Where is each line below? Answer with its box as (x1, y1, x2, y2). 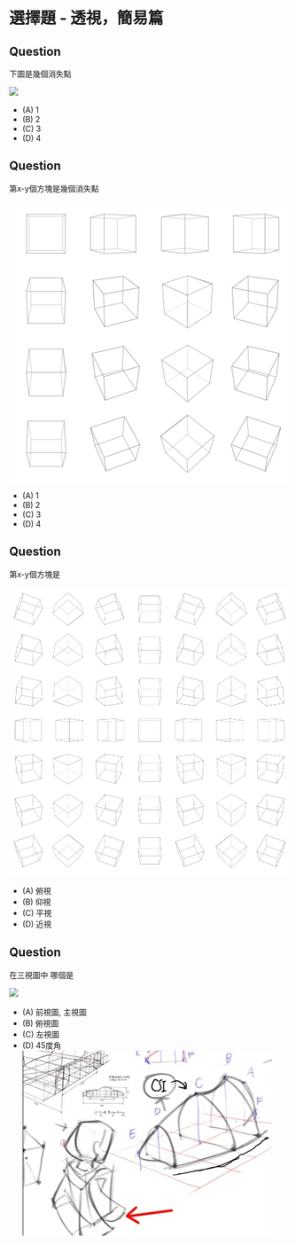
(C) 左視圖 (21, 1029, 60, 1039)
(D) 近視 (21, 919, 52, 929)
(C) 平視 (21, 907, 52, 918)
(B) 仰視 (21, 897, 51, 907)
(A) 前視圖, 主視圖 (21, 1006, 87, 1017)
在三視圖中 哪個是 (9, 969, 74, 980)
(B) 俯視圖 (21, 1017, 59, 1029)
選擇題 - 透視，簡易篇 (9, 8, 164, 28)
